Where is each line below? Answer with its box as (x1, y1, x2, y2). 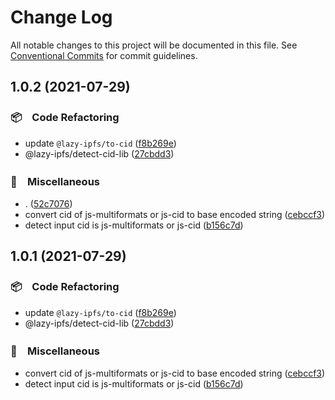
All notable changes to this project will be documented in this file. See (10, 39, 298, 51)
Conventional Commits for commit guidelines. (10, 49, 198, 61)
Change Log (10, 6, 113, 29)
